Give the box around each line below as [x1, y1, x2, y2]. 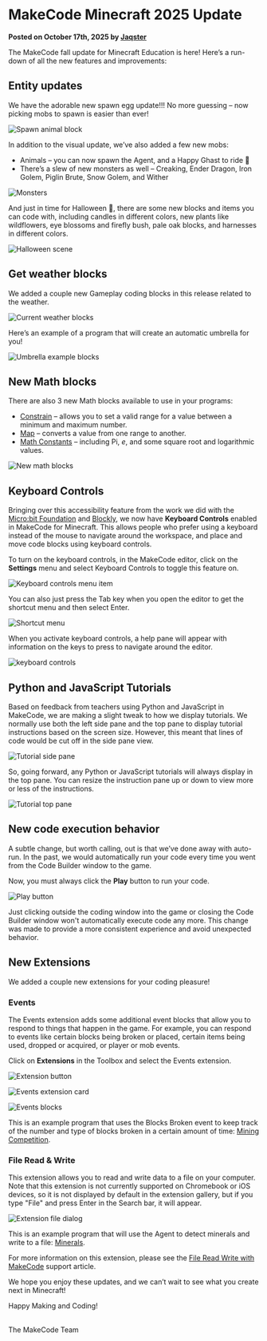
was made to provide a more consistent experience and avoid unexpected [8, 924, 252, 934]
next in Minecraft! [8, 1286, 66, 1295]
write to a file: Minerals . [8, 1238, 85, 1248]
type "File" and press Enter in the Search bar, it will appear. [8, 1198, 202, 1208]
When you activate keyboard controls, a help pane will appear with [8, 633, 227, 644]
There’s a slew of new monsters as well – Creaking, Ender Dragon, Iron [19, 164, 253, 173]
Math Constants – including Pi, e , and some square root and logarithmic [19, 437, 255, 446]
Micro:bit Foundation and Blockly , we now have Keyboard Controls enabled [8, 514, 257, 524]
